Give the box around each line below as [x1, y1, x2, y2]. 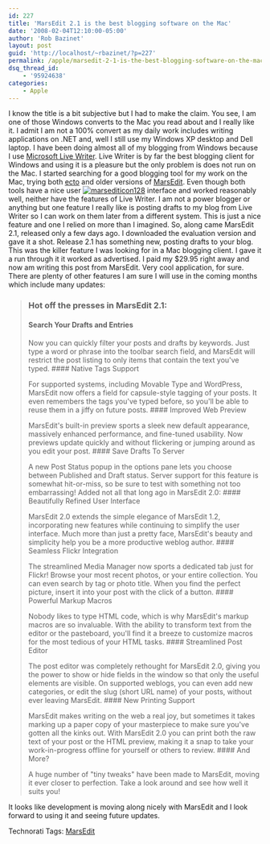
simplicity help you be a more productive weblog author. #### [27, 537, 235, 547]
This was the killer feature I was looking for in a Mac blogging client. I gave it [8, 246, 262, 255]
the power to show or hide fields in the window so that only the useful [27, 669, 260, 679]
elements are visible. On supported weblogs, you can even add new [27, 678, 253, 688]
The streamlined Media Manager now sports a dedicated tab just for [27, 561, 254, 571]
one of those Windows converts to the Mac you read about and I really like [8, 118, 255, 127]
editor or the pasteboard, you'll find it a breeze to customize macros [27, 628, 253, 638]
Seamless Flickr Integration [27, 545, 119, 556]
